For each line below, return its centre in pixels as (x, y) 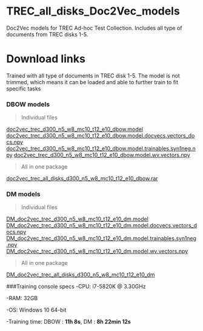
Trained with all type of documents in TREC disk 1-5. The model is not (93, 75)
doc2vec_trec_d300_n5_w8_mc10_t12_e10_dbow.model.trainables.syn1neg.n (101, 149)
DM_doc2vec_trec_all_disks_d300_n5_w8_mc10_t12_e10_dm (81, 275)
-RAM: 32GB (22, 298)
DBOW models (28, 104)
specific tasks (24, 89)
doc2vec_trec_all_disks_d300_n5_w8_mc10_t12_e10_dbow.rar (82, 179)
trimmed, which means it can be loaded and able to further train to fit (92, 82)
